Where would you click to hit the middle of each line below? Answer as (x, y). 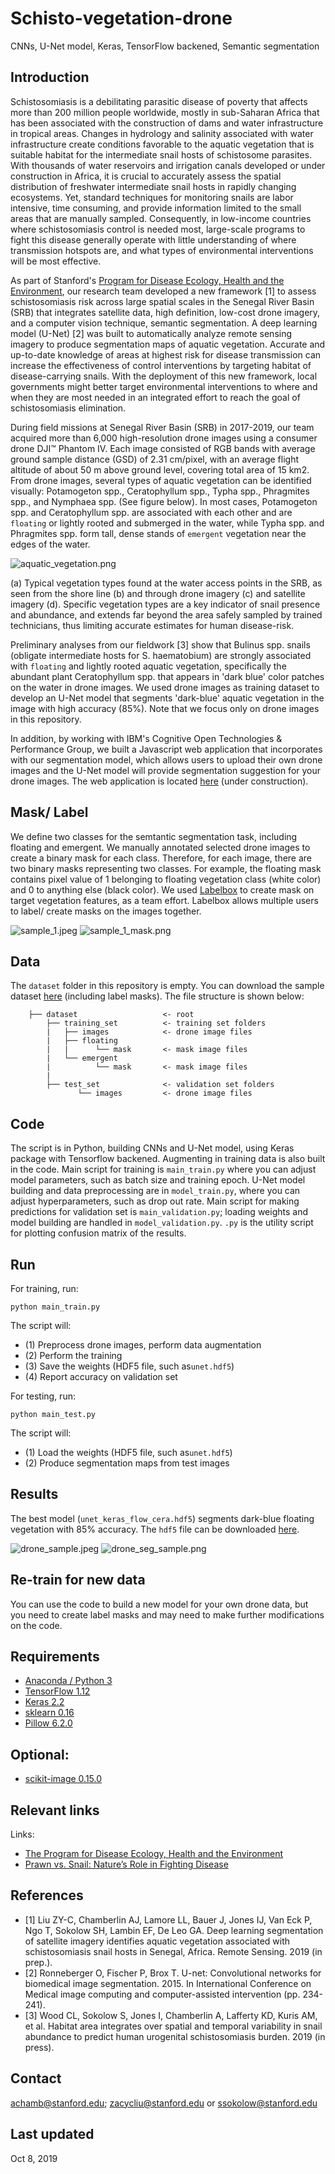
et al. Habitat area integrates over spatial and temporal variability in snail (173, 2026)
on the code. (36, 1625)
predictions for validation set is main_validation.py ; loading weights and (159, 1212)
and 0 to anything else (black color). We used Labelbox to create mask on (162, 889)
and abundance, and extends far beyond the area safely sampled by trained (166, 614)
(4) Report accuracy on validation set (101, 1376)
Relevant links (55, 1810)
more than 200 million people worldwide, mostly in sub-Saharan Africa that (165, 112)
